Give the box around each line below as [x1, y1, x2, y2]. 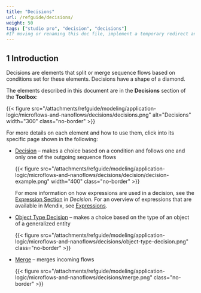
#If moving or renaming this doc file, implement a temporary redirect [6, 31, 188, 37]
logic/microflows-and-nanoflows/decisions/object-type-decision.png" [14, 237, 188, 245]
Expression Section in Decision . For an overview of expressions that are [14, 196, 192, 203]
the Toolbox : [6, 93, 38, 100]
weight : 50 [6, 20, 33, 26]
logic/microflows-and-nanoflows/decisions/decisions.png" [6, 111, 151, 118]
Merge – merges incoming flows [14, 255, 95, 263]
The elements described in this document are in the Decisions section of [6, 87, 186, 94]
